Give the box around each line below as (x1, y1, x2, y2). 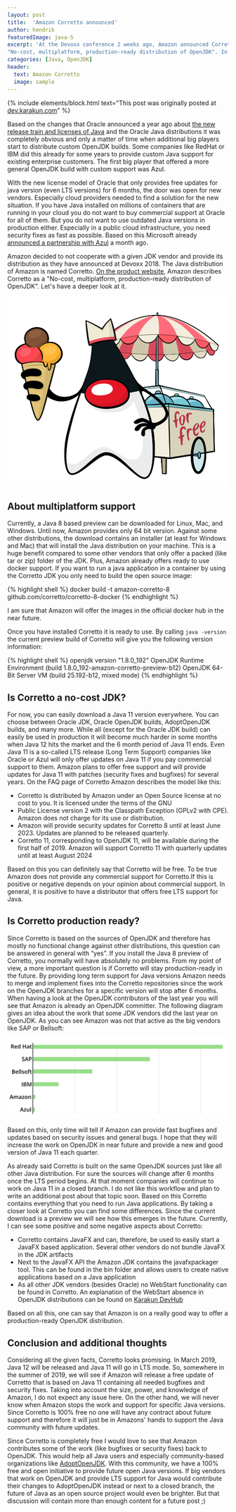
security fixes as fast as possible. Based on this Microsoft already (7, 231, 197, 239)
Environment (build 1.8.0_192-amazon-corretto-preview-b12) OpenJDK (7, 663, 211, 672)
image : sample (13, 78, 55, 85)
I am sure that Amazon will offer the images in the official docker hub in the (7, 606, 225, 615)
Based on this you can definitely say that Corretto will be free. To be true (7, 865, 218, 873)
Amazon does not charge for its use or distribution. (17, 814, 165, 823)
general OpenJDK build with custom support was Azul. (7, 164, 166, 173)
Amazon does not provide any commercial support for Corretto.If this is (7, 873, 214, 881)
